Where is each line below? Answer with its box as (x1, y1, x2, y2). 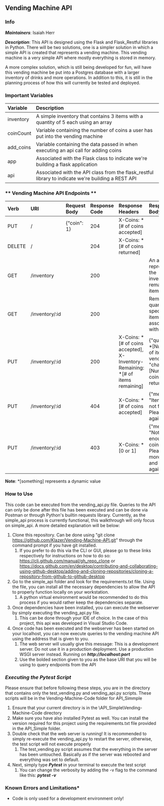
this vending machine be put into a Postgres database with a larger (5, 69, 140, 75)
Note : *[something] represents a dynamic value (5, 478, 101, 484)
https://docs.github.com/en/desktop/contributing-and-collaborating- (19, 563, 158, 569)
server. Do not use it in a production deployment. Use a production (19, 646, 154, 652)
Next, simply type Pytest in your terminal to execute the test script (12, 762, 146, 767)
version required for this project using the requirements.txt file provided (12, 720, 156, 726)
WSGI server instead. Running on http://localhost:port (19, 651, 130, 657)
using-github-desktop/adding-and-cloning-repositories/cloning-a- (19, 568, 154, 574)
